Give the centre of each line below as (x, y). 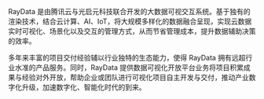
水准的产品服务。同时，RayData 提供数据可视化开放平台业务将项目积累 (129, 68)
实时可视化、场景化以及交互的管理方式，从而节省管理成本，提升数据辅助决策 (132, 31)
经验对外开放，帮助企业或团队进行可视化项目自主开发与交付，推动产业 (135, 77)
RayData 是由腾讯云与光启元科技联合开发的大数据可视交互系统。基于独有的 (129, 11)
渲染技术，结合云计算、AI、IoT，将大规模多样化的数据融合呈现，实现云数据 (130, 21)
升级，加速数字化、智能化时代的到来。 (84, 87)
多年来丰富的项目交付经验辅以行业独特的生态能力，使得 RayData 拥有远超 (127, 58)
